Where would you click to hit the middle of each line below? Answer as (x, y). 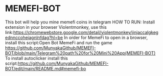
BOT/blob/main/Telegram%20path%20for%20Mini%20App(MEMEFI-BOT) (80, 53)
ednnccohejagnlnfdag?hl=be (34, 38)
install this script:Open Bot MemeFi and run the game (59, 42)
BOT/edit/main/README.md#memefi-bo (46, 68)
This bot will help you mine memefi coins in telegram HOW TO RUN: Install (80, 22)
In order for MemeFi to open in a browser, (106, 38)
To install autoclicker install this (36, 58)
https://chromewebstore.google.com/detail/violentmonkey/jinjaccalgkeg (86, 32)
